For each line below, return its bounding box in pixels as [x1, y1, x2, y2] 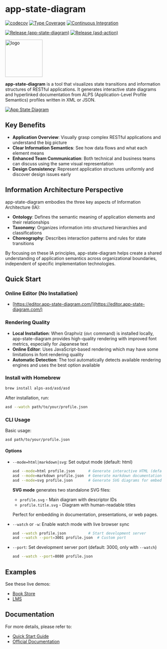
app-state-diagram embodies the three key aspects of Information [5, 199, 141, 205]
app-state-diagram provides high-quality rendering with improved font [12, 335, 157, 342]
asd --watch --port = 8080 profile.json [12, 554, 93, 559]
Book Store [12, 591, 36, 597]
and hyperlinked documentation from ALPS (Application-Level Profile [5, 91, 147, 98]
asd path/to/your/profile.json [5, 437, 70, 442]
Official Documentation [12, 639, 60, 645]
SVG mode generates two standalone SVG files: [12, 487, 111, 493]
